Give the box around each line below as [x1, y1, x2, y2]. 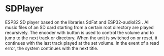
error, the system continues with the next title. [5, 45, 98, 51]
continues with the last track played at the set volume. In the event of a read [5, 40, 159, 46]
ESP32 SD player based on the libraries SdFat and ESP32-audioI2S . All [5, 19, 150, 25]
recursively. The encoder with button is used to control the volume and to [5, 29, 154, 35]
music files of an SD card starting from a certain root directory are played [5, 24, 154, 30]
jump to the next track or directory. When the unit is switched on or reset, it [5, 35, 158, 41]
